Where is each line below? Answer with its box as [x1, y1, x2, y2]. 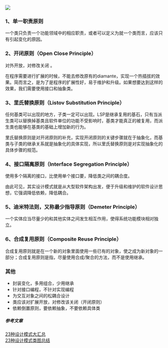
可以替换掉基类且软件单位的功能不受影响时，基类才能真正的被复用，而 [13, 117, 158, 123]
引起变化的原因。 [9, 36, 45, 42]
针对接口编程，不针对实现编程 [12, 287, 74, 293]
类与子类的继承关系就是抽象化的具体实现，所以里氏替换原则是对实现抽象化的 [5, 140, 163, 147]
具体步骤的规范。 [5, 147, 40, 153]
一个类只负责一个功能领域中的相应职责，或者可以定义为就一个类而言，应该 [5, 30, 158, 36]
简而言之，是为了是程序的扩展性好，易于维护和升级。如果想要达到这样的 [13, 79, 163, 85]
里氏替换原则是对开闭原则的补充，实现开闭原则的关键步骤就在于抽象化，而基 [5, 134, 163, 140]
